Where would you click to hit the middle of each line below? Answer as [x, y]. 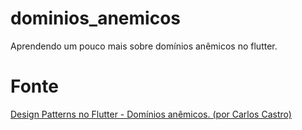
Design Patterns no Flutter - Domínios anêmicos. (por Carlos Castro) [151, 114]
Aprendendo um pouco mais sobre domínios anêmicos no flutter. [144, 46]
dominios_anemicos [96, 18]
